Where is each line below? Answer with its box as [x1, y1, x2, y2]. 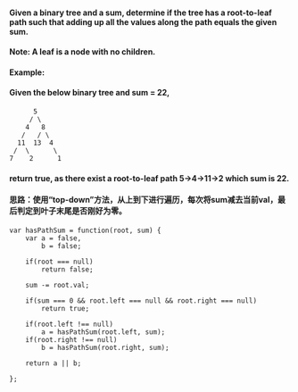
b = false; [41, 241, 82, 250]
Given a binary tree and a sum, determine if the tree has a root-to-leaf [9, 7, 272, 18]
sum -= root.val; [25, 280, 90, 289]
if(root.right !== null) [25, 335, 118, 344]
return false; [41, 264, 94, 274]
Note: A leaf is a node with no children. [9, 46, 156, 57]
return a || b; [25, 358, 82, 368]
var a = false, [25, 233, 82, 243]
